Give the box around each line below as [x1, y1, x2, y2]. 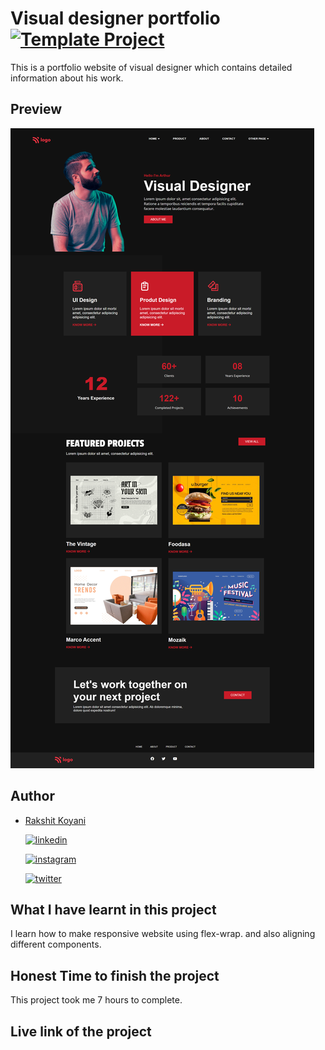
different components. [10, 938, 102, 951]
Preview [10, 101, 63, 118]
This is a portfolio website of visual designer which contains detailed [10, 61, 293, 73]
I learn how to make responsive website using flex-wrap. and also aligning [10, 928, 316, 940]
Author [10, 788, 55, 805]
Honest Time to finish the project [10, 967, 220, 984]
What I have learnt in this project [10, 901, 217, 918]
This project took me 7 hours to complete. [10, 994, 183, 1006]
